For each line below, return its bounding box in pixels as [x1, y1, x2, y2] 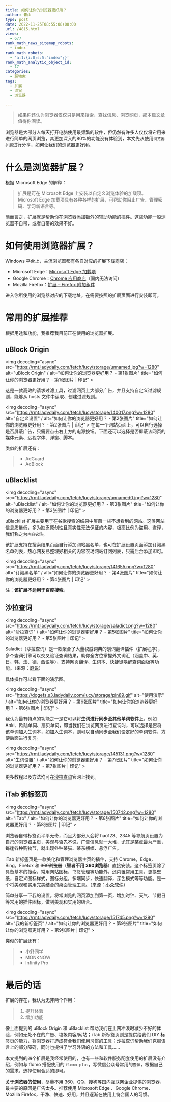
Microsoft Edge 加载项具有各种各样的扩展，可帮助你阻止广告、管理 [17, 197, 158, 203]
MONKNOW [25, 955, 51, 961]
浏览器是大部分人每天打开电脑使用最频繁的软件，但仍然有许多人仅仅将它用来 [5, 129, 166, 135]
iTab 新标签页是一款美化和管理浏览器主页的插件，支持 [5, 856, 118, 862]
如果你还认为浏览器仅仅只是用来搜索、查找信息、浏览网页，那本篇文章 [17, 112, 165, 118]
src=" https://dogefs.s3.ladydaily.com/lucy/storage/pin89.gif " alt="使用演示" [5, 692, 164, 698]
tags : [5, 79, 17, 84]
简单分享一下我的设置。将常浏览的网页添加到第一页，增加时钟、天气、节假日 [5, 892, 166, 898]
